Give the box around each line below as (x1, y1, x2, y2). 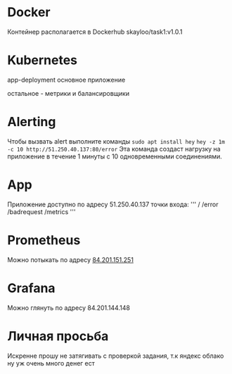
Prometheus (7, 232, 81, 248)
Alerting (7, 114, 56, 130)
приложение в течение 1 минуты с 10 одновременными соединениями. (7, 152, 223, 161)
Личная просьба (7, 328, 109, 344)
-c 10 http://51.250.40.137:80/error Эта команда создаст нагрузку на (7, 144, 221, 153)
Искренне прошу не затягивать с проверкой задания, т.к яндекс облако (7, 351, 224, 360)
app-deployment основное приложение (7, 75, 126, 84)
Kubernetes (7, 52, 78, 68)
